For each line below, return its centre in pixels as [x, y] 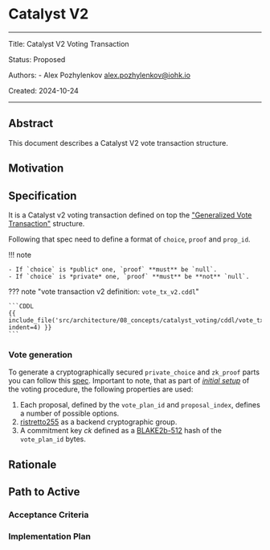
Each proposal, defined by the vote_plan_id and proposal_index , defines [140, 405]
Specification [43, 195]
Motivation [36, 169]
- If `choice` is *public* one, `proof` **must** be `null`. [113, 269]
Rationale [33, 464]
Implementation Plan [49, 536]
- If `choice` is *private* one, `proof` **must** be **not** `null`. [129, 276]
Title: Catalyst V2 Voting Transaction [69, 43]
